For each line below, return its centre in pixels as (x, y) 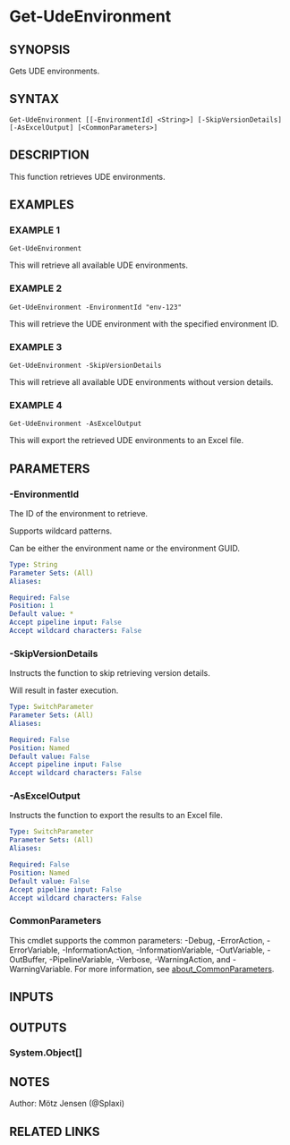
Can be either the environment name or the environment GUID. (124, 548)
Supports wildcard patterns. (61, 531)
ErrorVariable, (35, 950)
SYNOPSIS (40, 50)
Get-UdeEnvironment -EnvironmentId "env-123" (95, 307)
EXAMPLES (42, 205)
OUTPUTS (38, 1027)
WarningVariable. (41, 969)
